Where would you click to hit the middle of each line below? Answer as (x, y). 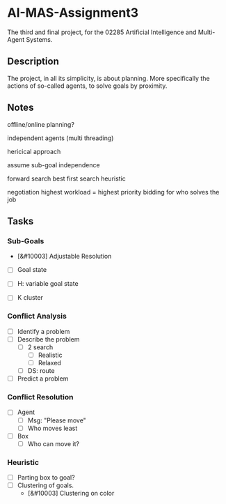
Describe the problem (48, 339)
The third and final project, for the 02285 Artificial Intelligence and (102, 32)
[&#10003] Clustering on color (71, 494)
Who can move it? (54, 443)
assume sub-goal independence (54, 165)
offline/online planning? (41, 124)
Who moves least (53, 428)
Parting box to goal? (46, 478)
